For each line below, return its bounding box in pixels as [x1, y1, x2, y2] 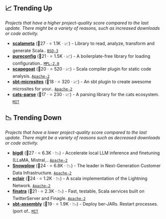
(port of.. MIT [12, 208, 39, 214]
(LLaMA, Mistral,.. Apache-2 [12, 157, 68, 163]
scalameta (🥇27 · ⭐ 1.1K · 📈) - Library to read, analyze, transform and [12, 40, 155, 46]
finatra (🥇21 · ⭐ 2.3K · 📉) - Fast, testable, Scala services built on [12, 188, 145, 194]
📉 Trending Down [5, 113, 62, 122]
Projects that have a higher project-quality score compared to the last [5, 19, 149, 26]
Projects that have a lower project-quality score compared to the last [5, 129, 147, 135]
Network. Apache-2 [12, 182, 51, 188]
